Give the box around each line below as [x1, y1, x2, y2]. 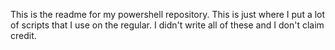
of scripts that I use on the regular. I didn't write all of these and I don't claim [10, 19, 325, 31]
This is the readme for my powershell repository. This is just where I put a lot [10, 9, 326, 20]
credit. [10, 30, 37, 41]
